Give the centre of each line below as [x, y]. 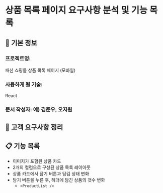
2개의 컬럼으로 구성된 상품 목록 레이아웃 [51, 167]
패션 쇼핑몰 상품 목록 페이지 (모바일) [40, 70]
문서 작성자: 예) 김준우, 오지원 [39, 110]
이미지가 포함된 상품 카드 [37, 161]
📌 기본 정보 [21, 43]
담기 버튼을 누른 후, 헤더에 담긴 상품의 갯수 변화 [59, 180]
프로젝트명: [18, 58]
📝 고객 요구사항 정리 [34, 128]
